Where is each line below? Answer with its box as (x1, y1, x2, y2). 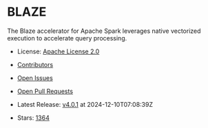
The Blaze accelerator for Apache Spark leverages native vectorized (7, 27, 201, 35)
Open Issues (17, 73, 53, 82)
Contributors (17, 60, 54, 68)
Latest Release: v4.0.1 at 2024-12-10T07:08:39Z (17, 100, 154, 108)
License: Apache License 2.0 (17, 47, 100, 55)
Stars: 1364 (17, 114, 50, 122)
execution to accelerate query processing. (7, 34, 127, 42)
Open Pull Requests (17, 87, 74, 95)
